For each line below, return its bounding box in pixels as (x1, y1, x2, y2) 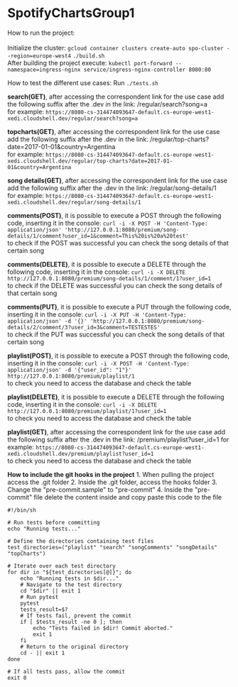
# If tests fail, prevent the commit (20, 612, 132, 619)
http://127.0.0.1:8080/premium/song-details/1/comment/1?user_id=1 (7, 275, 212, 282)
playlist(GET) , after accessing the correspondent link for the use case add (7, 427, 226, 436)
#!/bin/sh (7, 506, 37, 514)
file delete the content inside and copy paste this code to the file (33, 493, 222, 501)
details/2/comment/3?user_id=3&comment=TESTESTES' (7, 324, 161, 331)
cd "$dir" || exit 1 (20, 587, 81, 594)
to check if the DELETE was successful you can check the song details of (7, 281, 222, 290)
